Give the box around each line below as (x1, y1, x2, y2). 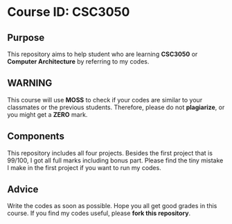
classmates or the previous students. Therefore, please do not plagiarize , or (7, 103, 225, 111)
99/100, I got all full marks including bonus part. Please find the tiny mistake (7, 156, 224, 165)
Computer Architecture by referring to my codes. (7, 57, 150, 66)
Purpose (7, 32, 45, 44)
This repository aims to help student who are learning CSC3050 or (7, 50, 198, 58)
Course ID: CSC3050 (7, 4, 130, 20)
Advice (7, 184, 39, 196)
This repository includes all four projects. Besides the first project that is (7, 149, 213, 157)
